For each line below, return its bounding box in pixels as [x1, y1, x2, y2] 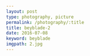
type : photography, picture [6, 14, 74, 20]
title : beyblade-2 [6, 24, 51, 31]
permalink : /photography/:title [6, 19, 84, 25]
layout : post [6, 8, 38, 15]
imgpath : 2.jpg [6, 41, 43, 47]
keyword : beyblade [6, 36, 51, 41]
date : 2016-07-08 [6, 30, 48, 36]
